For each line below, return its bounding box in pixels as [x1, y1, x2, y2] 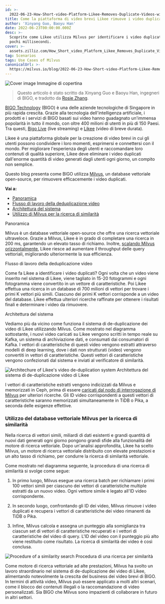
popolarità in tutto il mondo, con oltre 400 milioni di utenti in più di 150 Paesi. [5, 120, 160, 126]
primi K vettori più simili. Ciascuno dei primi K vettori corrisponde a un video [5, 291, 159, 297]
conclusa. [12, 544, 32, 550]
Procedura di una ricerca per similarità [75, 553, 153, 560]
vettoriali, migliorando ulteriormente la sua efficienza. [5, 251, 113, 257]
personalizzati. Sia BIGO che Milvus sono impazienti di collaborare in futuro [5, 589, 158, 595]
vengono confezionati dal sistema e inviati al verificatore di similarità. [5, 357, 144, 363]
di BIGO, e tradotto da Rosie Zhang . [17, 95, 89, 101]
